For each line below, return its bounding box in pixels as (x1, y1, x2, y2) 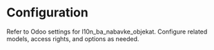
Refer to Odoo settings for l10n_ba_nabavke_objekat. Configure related (6, 27, 208, 36)
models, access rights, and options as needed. (6, 34, 139, 42)
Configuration (6, 5, 89, 21)
